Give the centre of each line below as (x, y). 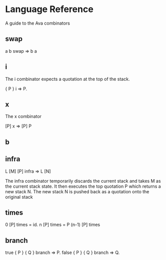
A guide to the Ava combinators (37, 23)
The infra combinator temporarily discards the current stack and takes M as (83, 181)
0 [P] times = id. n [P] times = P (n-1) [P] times (53, 225)
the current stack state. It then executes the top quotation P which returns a (83, 186)
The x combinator (23, 116)
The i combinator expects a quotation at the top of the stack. (67, 79)
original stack (19, 197)
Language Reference (49, 9)
